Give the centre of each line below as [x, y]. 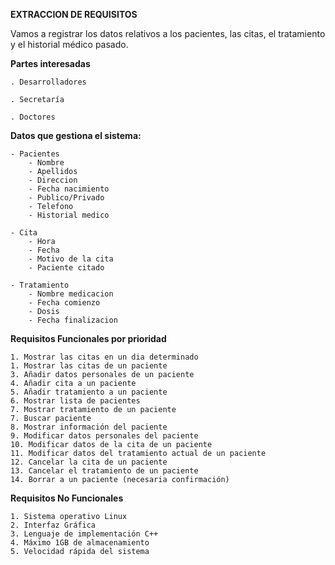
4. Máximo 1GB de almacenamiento [80, 543]
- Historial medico [69, 215]
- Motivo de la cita [71, 259]
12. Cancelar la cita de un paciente [89, 462]
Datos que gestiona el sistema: [76, 135]
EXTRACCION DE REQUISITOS [74, 14]
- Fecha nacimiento [69, 189]
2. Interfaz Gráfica [53, 525]
